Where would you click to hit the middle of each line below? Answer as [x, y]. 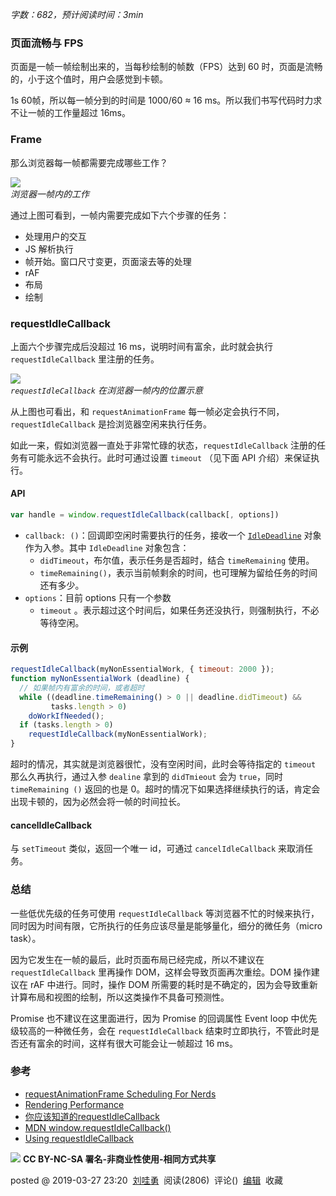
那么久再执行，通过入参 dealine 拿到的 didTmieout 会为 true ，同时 [147, 777]
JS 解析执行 [49, 249]
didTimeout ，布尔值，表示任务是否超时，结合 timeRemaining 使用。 [177, 560]
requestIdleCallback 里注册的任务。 [85, 359]
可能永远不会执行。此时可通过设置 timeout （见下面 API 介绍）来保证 [169, 457]
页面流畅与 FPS [47, 43]
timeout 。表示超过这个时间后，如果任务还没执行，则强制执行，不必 [179, 610]
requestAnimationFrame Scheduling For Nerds [120, 1094]
